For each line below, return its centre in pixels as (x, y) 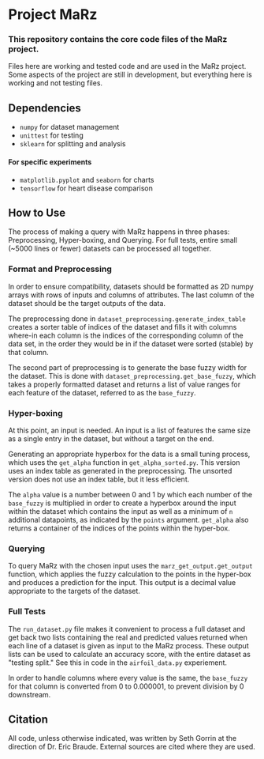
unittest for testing (52, 135)
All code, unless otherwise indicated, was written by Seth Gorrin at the (123, 738)
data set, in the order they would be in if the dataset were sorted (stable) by (131, 344)
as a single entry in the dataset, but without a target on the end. (111, 438)
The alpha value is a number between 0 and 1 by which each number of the (130, 494)
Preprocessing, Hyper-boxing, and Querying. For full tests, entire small (123, 240)
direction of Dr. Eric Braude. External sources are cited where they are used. (132, 747)
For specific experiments (50, 162)
